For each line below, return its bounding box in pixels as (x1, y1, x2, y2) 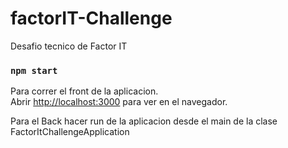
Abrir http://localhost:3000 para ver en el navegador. (10, 96, 228, 108)
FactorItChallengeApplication (10, 126, 130, 138)
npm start (10, 65, 58, 76)
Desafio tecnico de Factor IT (10, 40, 128, 52)
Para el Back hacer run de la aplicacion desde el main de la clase (10, 115, 278, 127)
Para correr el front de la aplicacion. (10, 85, 159, 97)
